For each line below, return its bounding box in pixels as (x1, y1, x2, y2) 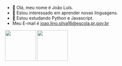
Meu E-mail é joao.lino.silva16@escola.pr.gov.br (12, 20, 109, 26)
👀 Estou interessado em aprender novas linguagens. (12, 10, 118, 16)
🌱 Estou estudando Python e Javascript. (12, 15, 94, 21)
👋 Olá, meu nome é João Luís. (12, 5, 73, 10)
